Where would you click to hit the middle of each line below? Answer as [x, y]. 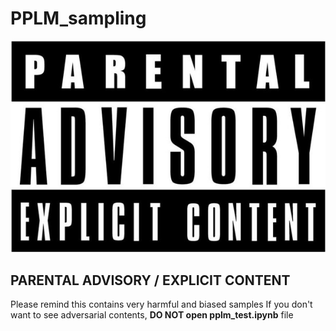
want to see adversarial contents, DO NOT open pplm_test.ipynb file [152, 315]
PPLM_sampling [78, 18]
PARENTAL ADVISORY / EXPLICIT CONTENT [150, 280]
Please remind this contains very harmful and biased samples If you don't [161, 304]
